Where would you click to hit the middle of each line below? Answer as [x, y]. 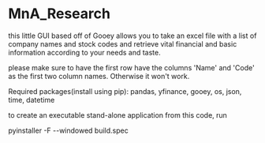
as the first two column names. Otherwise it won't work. [99, 76]
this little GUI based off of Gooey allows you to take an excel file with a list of [132, 36]
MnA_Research [59, 14]
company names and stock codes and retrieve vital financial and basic [123, 43]
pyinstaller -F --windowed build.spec [68, 130]
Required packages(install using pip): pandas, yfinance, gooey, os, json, [125, 91]
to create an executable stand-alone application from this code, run [118, 115]
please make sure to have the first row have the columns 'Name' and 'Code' [131, 67]
